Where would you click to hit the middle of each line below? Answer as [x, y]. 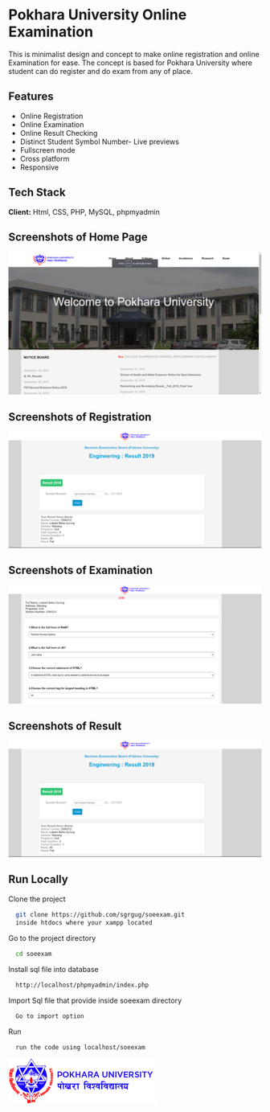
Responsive [39, 167]
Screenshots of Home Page [78, 237]
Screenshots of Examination [80, 570]
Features [31, 97]
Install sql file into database [53, 970]
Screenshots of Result [65, 726]
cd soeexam [34, 954]
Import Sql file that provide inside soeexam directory [95, 1001]
